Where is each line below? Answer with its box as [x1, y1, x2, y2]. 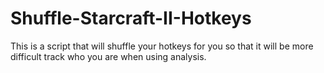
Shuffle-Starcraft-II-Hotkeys [10, 7, 252, 30]
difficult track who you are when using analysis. [10, 50, 207, 62]
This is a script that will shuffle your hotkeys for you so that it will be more [10, 40, 314, 52]
